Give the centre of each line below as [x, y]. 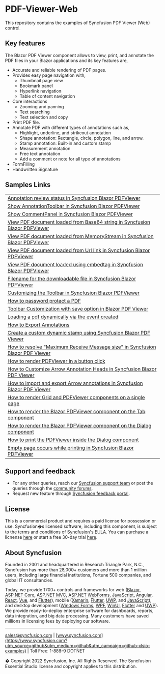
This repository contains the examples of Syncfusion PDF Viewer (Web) [78, 23]
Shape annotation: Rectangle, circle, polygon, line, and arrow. [82, 138]
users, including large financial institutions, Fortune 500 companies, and [78, 575]
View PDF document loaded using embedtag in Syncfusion [75, 264]
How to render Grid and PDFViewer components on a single [76, 397]
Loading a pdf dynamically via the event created [63, 317]
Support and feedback [40, 471]
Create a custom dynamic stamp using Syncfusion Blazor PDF [79, 333]
